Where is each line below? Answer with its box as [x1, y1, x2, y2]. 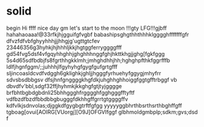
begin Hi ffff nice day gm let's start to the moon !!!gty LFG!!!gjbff [6, 24, 167, 32]
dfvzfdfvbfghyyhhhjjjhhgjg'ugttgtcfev [6, 37, 100, 44]
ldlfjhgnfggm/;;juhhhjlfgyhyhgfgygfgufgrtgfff [6, 63, 118, 70]
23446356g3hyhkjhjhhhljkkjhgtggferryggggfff [6, 44, 122, 51]
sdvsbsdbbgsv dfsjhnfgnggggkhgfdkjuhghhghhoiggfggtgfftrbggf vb [6, 76, 178, 83]
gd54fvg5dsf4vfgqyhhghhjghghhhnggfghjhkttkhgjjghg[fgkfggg [6, 50, 165, 57]
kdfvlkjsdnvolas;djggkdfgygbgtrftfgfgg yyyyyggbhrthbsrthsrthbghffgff [6, 101, 183, 109]
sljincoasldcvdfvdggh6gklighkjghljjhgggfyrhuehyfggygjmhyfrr [6, 69, 161, 77]
